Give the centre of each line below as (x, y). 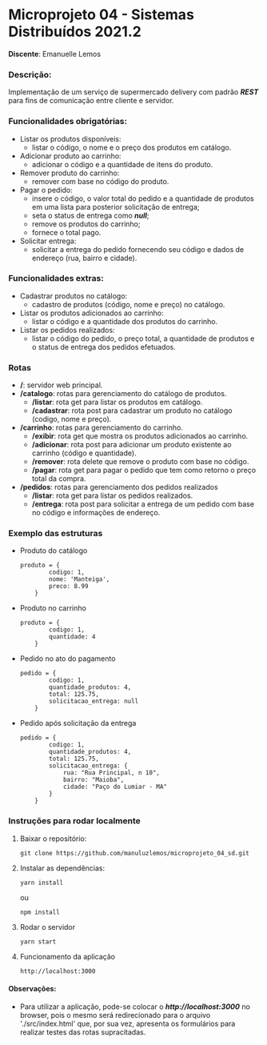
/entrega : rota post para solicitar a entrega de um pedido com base (143, 504)
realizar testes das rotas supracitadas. (83, 1032)
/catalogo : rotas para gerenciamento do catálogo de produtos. (123, 394)
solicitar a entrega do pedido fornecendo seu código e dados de (138, 249)
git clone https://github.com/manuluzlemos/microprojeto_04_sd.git (134, 853)
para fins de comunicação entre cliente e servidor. (91, 101)
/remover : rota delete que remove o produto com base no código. (140, 462)
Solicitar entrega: (48, 241)
